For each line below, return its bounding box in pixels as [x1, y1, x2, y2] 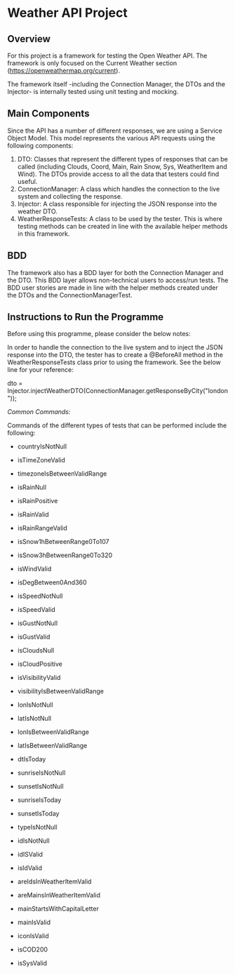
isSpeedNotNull [17, 592, 63, 601]
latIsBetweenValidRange [17, 742, 88, 750]
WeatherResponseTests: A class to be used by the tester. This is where [17, 214, 223, 222]
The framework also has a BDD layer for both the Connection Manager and [7, 268, 224, 276]
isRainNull [17, 483, 47, 492]
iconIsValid [17, 932, 49, 940]
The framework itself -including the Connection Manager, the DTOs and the [7, 80, 226, 88]
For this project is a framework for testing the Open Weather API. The [7, 51, 208, 60]
